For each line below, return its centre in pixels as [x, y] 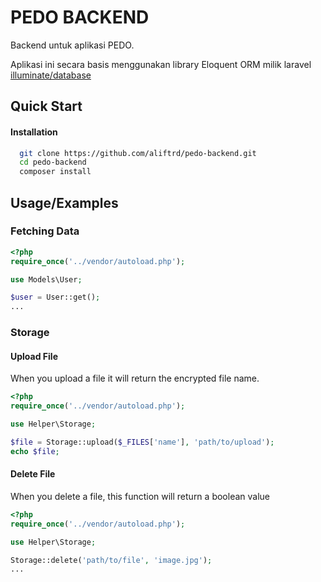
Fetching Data [45, 231]
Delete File [33, 474]
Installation [34, 132]
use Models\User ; [46, 279]
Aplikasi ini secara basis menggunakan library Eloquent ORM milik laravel [161, 64]
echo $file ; [35, 451]
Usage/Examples [64, 202]
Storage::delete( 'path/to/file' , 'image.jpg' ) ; [111, 560]
